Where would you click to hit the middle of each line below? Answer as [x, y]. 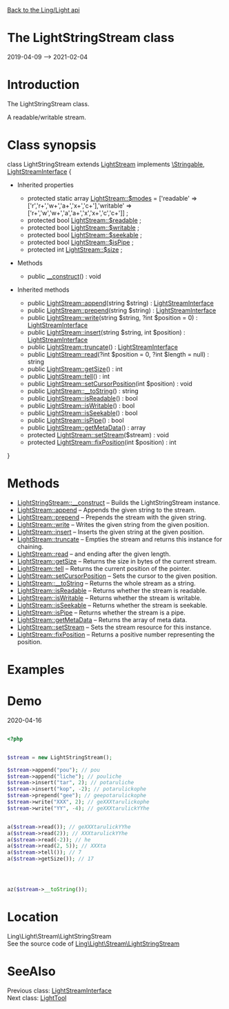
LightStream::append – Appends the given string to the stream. [107, 510]
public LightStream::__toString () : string [83, 391]
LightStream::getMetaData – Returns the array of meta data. [102, 619]
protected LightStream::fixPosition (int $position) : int [102, 442]
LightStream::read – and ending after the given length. [94, 554]
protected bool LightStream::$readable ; [84, 220]
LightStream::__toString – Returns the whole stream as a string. [106, 583]
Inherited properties [45, 185]
